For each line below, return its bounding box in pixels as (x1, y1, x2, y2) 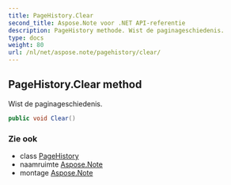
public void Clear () (8, 114, 77, 122)
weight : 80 (8, 41, 44, 49)
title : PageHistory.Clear (8, 11, 93, 20)
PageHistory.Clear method (8, 78, 142, 91)
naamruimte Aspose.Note (19, 160, 103, 169)
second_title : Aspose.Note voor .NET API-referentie (8, 19, 186, 27)
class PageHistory (19, 151, 79, 160)
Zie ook (8, 133, 38, 144)
